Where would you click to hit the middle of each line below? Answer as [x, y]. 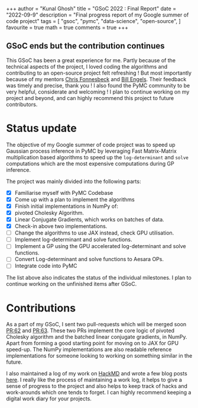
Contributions [41, 308]
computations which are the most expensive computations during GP [90, 163]
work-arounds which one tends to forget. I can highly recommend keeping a [99, 393]
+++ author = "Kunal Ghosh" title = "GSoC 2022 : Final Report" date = [91, 9]
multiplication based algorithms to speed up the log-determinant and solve [98, 157]
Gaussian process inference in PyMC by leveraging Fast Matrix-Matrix [92, 151]
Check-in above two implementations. [61, 226]
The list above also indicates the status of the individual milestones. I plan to [99, 278]
